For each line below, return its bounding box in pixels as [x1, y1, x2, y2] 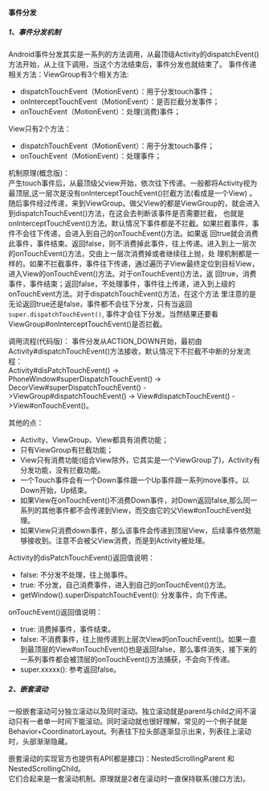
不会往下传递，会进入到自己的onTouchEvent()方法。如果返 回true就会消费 [14, 228, 259, 238]
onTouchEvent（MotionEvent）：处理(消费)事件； [19, 106, 181, 116]
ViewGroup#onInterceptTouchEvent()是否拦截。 [8, 319, 167, 329]
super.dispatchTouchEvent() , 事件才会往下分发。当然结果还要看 [8, 309, 219, 318]
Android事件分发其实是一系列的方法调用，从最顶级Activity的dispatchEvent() [8, 49, 259, 59]
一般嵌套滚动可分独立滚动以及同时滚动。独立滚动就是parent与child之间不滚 [8, 706, 257, 716]
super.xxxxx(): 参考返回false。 [19, 665, 120, 674]
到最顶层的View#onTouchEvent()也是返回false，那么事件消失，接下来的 [19, 644, 257, 654]
